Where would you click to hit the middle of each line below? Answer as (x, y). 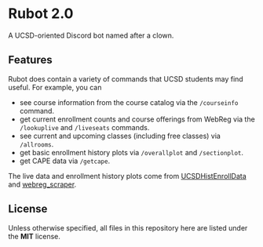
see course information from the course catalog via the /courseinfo (129, 102)
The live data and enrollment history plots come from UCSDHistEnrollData (128, 176)
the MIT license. (35, 236)
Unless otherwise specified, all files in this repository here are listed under (128, 227)
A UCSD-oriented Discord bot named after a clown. (91, 35)
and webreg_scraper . (42, 184)
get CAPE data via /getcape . (65, 161)
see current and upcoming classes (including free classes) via (120, 136)
